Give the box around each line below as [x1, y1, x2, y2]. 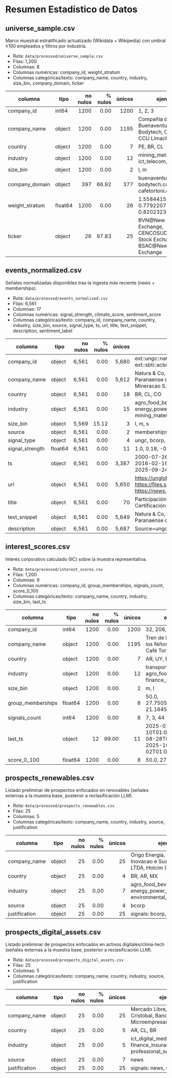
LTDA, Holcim [130, 864, 163, 871]
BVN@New [138, 217, 165, 224]
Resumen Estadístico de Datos [5, 4, 138, 15]
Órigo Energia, [130, 851, 165, 858]
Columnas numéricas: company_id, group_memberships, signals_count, [12, 582, 164, 588]
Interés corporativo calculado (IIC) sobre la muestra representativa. [5, 556, 147, 562]
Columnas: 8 [12, 64, 40, 70]
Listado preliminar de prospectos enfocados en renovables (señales [5, 787, 149, 793]
